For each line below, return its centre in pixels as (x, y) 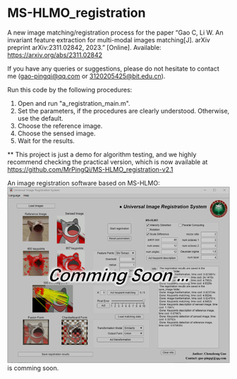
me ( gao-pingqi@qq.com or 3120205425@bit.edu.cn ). (86, 76)
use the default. (40, 118)
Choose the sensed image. (56, 133)
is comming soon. (33, 368)
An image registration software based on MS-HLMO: (84, 183)
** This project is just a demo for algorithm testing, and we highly (102, 154)
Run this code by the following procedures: (70, 89)
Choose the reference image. (60, 125)
